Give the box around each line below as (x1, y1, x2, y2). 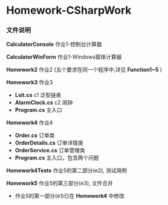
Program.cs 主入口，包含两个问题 (14, 154, 99, 161)
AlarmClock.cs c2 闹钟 (14, 99, 73, 106)
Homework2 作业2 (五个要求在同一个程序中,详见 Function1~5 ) (6, 66, 163, 74)
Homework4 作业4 (6, 119, 53, 126)
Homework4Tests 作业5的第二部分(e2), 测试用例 (6, 167, 127, 174)
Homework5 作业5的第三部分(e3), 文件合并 (6, 180, 113, 187)
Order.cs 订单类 (14, 132, 55, 139)
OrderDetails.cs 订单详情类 (14, 139, 83, 146)
